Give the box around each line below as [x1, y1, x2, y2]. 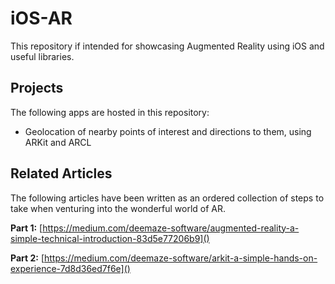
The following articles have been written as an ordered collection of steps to [10, 192, 325, 204]
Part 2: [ [10, 252, 45, 264]
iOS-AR [10, 7, 73, 30]
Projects [10, 80, 64, 97]
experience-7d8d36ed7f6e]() [10, 262, 131, 274]
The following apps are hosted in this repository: [10, 106, 210, 118]
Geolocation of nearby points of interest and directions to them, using [24, 125, 312, 137]
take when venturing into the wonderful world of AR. [10, 202, 227, 214]
